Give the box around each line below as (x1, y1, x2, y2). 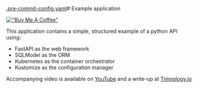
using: (6, 34, 21, 40)
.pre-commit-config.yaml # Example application (6, 5, 121, 12)
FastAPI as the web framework (14, 45, 90, 52)
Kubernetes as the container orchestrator (14, 58, 115, 65)
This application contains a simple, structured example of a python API (6, 28, 178, 35)
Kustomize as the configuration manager (14, 64, 114, 71)
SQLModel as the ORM (14, 52, 71, 58)
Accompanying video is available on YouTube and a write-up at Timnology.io (6, 76, 192, 82)
